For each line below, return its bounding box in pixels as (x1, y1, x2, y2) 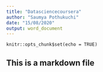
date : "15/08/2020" (6, 20, 55, 26)
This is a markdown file (6, 58, 95, 68)
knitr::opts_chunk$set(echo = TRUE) (6, 42, 98, 48)
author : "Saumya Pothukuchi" (6, 14, 79, 20)
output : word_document (6, 25, 63, 32)
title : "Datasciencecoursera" (6, 8, 82, 15)
